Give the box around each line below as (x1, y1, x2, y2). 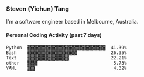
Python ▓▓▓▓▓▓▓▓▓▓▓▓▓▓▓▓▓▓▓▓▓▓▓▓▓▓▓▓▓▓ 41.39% (6, 45, 127, 51)
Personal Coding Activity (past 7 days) (6, 31, 102, 38)
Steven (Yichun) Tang (6, 5, 69, 13)
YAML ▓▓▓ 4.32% (6, 65, 127, 71)
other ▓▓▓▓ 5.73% (6, 60, 127, 66)
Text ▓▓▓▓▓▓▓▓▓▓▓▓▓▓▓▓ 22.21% (6, 55, 127, 61)
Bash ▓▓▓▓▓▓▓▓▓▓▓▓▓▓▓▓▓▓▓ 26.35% (6, 49, 127, 56)
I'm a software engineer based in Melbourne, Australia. (6, 18, 139, 25)
